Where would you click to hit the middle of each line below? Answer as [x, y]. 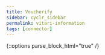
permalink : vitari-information [46, 23]
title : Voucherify [29, 12]
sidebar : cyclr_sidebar [36, 18]
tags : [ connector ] [29, 29]
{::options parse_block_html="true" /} [53, 46]
